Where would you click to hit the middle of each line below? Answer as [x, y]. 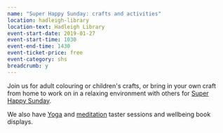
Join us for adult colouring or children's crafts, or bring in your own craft [111, 85]
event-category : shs [38, 59]
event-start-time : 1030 [42, 40]
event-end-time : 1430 [39, 46]
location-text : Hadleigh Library [56, 27]
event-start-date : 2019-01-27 [52, 33]
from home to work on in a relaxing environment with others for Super [108, 93]
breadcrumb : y [28, 66]
